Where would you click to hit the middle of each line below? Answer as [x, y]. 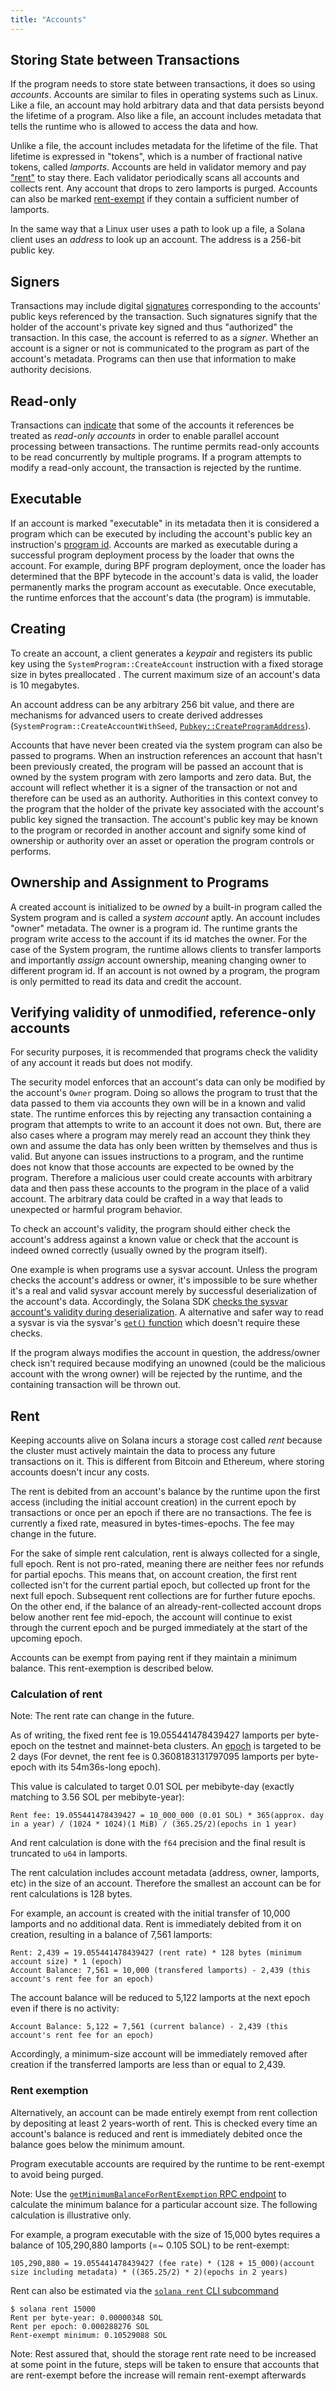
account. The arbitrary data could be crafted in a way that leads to [147, 1199]
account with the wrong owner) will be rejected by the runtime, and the [156, 1374]
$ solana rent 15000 [53, 2309]
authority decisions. [51, 370]
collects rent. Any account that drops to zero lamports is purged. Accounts [164, 188]
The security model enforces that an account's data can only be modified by [168, 1082]
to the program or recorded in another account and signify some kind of [158, 830]
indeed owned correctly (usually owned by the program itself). [139, 1250]
